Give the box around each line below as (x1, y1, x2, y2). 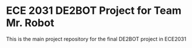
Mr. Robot (6, 16, 54, 29)
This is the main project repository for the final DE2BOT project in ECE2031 (6, 35, 186, 42)
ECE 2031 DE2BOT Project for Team (6, 4, 181, 17)
